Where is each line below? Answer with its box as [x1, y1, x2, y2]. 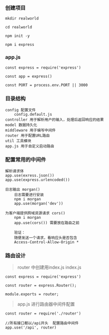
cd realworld [5, 25, 32, 30]
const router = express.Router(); [5, 283, 77, 288]
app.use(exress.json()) [5, 173, 55, 178]
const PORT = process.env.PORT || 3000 [5, 82, 88, 88]
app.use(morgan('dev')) [14, 201, 64, 206]
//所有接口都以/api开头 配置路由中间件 [5, 321, 79, 326]
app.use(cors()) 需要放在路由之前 [14, 220, 80, 225]
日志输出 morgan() [5, 187, 40, 192]
